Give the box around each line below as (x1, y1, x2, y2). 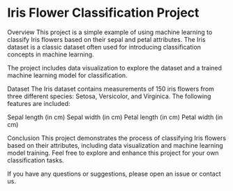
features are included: (7, 99, 70, 107)
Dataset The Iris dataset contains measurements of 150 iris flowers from (7, 84, 215, 93)
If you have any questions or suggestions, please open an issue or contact (7, 169, 221, 178)
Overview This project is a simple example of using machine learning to (7, 28, 213, 36)
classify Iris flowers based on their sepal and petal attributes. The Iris (7, 35, 206, 43)
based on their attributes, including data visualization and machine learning (7, 141, 223, 149)
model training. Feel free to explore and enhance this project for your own (7, 148, 219, 157)
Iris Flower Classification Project (7, 5, 200, 21)
